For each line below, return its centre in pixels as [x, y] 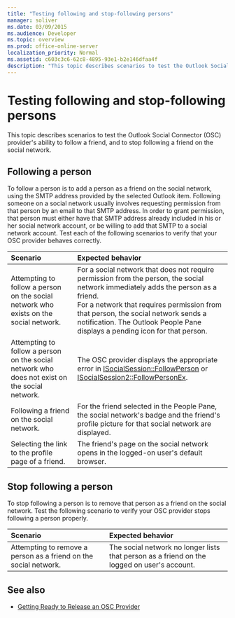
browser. [92, 462]
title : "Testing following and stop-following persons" [90, 14]
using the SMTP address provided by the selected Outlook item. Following [114, 196]
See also [26, 590]
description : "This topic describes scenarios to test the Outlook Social [119, 66]
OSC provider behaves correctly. [54, 241]
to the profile [32, 453]
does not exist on [39, 378]
